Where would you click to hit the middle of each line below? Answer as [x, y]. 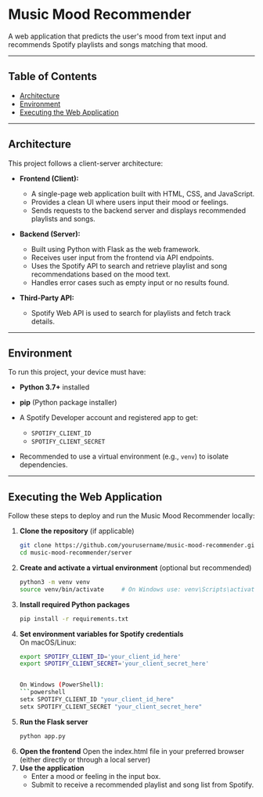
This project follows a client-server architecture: [86, 163]
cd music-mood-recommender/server [76, 553]
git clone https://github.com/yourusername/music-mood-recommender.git [139, 546]
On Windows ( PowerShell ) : [61, 685]
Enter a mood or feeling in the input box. [96, 776]
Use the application [52, 768]
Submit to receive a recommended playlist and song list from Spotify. [142, 784]
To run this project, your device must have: [77, 372]
